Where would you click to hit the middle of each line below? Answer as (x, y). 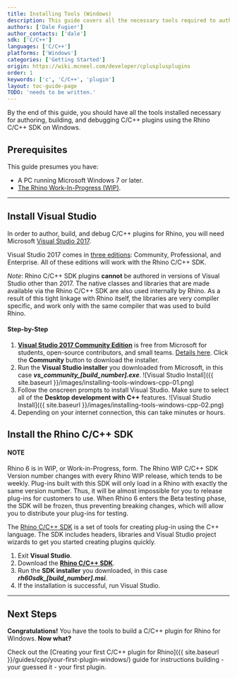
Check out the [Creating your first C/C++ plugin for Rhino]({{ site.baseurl (113, 652)
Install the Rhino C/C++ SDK (71, 434)
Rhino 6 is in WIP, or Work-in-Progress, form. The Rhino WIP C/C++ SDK (113, 468)
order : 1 (20, 73)
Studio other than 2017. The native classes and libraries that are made (109, 283)
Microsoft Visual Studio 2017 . (49, 241)
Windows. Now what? (39, 639)
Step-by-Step (28, 329)
